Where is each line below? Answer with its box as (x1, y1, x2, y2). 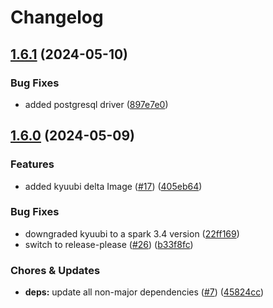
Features (10, 157, 55, 171)
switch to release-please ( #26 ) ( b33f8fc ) (24, 238, 194, 250)
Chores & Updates (10, 263, 101, 277)
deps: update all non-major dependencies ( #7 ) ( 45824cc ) (24, 286, 265, 298)
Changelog (10, 6, 104, 29)
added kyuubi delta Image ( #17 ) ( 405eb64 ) (24, 180, 203, 192)
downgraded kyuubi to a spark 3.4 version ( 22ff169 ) (24, 227, 240, 240)
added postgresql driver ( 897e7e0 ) (24, 98, 169, 110)
